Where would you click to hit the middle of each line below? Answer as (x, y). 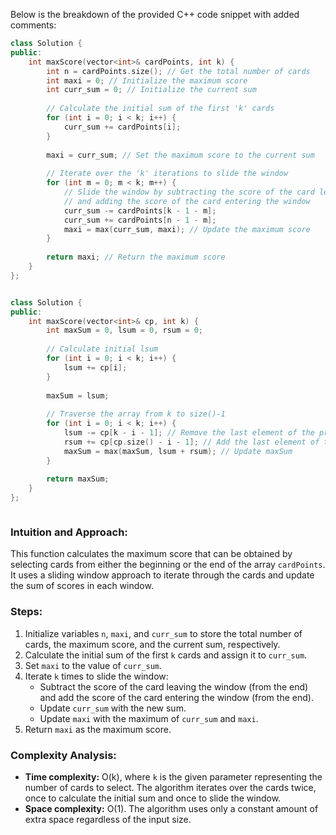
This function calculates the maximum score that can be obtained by (151, 554)
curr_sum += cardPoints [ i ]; (122, 127)
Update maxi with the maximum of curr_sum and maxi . (149, 718)
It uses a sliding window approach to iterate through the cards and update (162, 575)
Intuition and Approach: (69, 532)
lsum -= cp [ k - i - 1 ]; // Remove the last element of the (189, 433)
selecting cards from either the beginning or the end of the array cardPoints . (168, 565)
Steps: (26, 612)
